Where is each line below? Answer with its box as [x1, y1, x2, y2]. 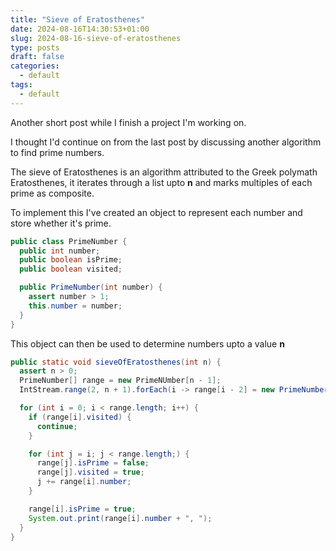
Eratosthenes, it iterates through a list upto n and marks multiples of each [10, 176, 313, 188]
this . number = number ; [28, 301, 123, 311]
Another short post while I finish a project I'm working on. [10, 116, 247, 128]
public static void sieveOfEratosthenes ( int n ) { [10, 357, 222, 367]
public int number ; [19, 246, 101, 256]
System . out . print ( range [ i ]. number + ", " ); [28, 513, 213, 523]
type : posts [10, 42, 60, 53]
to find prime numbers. [10, 146, 105, 158]
